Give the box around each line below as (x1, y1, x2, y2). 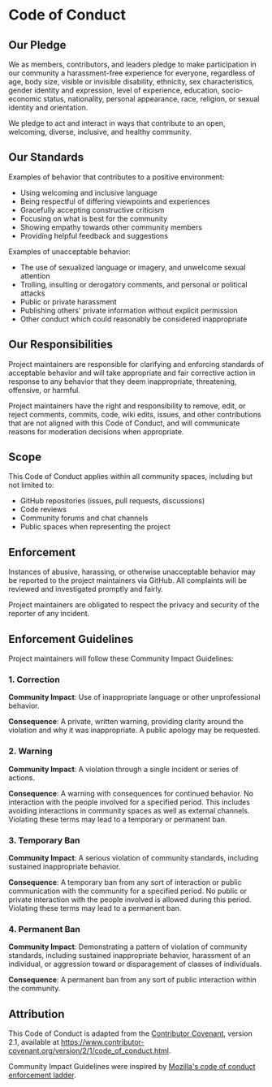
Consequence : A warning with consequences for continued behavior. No (8, 788, 254, 798)
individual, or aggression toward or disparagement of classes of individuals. (8, 960, 262, 969)
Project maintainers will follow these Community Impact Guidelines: (8, 653, 234, 663)
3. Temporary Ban (8, 835, 80, 846)
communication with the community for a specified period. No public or (8, 886, 248, 895)
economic (8, 94, 42, 103)
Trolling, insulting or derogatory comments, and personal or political (19, 279, 248, 289)
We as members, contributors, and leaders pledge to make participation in (8, 59, 257, 69)
